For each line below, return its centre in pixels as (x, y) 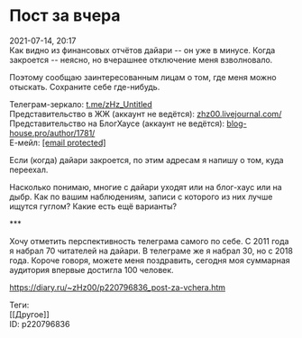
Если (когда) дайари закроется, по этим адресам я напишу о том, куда (146, 160)
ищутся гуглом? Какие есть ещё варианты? (93, 206)
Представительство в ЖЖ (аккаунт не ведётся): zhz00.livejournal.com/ (146, 114)
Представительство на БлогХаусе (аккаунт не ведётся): (117, 123)
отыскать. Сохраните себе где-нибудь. (85, 87)
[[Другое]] (29, 314)
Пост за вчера (65, 16)
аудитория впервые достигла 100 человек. (92, 269)
